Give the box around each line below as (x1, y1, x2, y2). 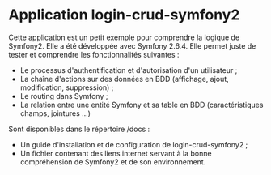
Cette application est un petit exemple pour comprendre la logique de (8, 32, 240, 42)
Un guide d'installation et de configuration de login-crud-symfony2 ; (19, 139, 248, 149)
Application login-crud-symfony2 (8, 6, 240, 24)
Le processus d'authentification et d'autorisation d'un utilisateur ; (19, 65, 238, 75)
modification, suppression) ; (19, 83, 114, 92)
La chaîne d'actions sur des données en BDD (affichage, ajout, (19, 74, 229, 83)
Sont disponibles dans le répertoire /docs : (8, 124, 150, 134)
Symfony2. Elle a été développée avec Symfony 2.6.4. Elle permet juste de (8, 41, 256, 50)
